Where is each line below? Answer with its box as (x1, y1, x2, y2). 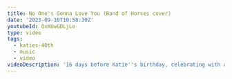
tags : (7, 36, 23, 43)
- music (13, 49, 36, 56)
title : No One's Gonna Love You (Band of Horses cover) (7, 10, 171, 17)
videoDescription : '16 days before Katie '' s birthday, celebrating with (7, 61, 221, 68)
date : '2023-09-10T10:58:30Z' (7, 16, 95, 23)
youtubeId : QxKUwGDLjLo (7, 23, 76, 30)
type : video (7, 29, 41, 36)
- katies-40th (13, 42, 54, 49)
